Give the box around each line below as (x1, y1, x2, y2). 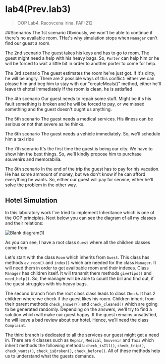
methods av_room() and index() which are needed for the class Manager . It (5, 259, 156, 265)
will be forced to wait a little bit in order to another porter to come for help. (5, 60, 157, 66)
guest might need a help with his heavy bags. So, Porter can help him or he (5, 55, 160, 61)
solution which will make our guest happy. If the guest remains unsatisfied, (5, 311, 158, 317)
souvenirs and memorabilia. (5, 156, 62, 162)
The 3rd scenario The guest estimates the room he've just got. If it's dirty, (5, 70, 156, 76)
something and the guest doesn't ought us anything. (5, 106, 112, 112)
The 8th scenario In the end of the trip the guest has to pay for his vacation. (5, 166, 160, 172)
